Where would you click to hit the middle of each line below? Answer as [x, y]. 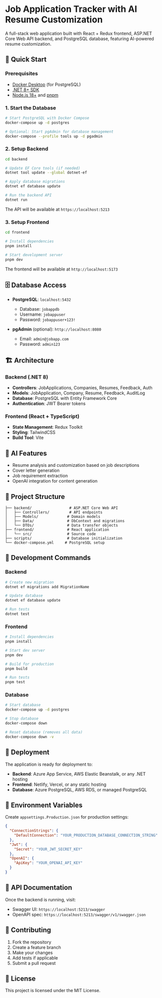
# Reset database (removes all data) [44, 732]
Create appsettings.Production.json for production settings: [67, 817]
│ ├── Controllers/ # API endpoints [54, 512]
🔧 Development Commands [48, 558]
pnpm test [15, 682]
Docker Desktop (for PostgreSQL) [46, 84]
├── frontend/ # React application [57, 529]
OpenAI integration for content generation [55, 481]
